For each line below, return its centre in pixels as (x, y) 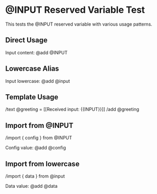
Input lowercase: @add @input (38, 81)
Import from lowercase (42, 164)
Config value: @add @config (36, 148)
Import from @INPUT (39, 125)
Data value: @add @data (31, 186)
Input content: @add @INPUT (37, 52)
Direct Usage (26, 40)
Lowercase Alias (32, 69)
